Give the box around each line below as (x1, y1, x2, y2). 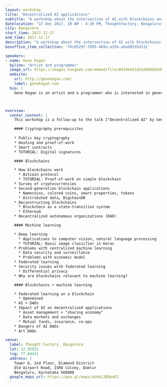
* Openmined (18, 296, 43, 301)
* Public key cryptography (14, 135, 70, 140)
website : (9, 72, 28, 77)
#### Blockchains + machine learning (14, 282, 92, 287)
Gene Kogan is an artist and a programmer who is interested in (14, 90, 150, 95)
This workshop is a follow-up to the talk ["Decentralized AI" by (14, 118, 155, 123)
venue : (5, 337, 19, 343)
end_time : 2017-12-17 (5, 35, 50, 40)
